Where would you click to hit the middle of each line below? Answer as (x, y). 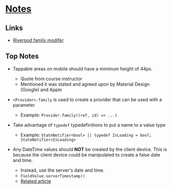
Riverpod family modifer (38, 40)
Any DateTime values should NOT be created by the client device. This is (90, 149)
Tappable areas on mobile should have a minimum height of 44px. (83, 69)
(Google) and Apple (41, 89)
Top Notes (22, 56)
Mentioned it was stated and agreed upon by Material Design (85, 84)
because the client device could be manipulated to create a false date (87, 155)
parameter (24, 105)
